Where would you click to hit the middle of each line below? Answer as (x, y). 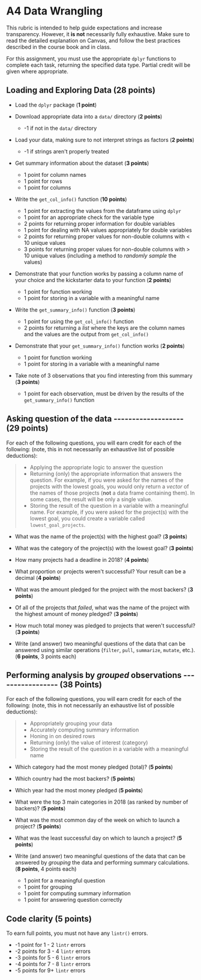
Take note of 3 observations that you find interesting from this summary (104, 375)
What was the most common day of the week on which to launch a (97, 820)
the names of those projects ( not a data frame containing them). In (112, 493)
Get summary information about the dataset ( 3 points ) (82, 163)
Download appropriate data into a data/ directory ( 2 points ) (88, 116)
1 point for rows (43, 181)
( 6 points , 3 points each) (46, 656)
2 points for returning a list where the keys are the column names (104, 328)
